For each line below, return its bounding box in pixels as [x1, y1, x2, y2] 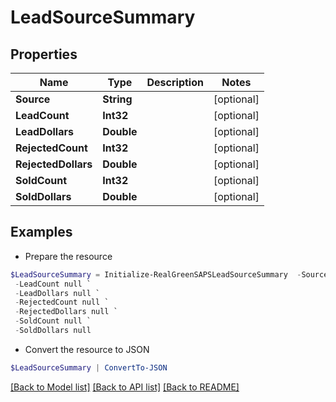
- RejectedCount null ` [14, 297, 110, 308]
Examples [10, 224, 73, 241]
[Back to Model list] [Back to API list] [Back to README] [10, 381, 240, 393]
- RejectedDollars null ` [14, 307, 118, 317]
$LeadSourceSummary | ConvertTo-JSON [10, 362, 168, 373]
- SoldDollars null [14, 326, 92, 336]
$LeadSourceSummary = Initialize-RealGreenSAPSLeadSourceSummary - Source [10, 269, 329, 280]
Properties [10, 46, 78, 63]
